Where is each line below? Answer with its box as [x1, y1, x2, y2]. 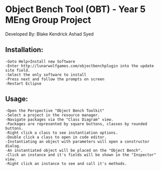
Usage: [5, 95, 29, 103]
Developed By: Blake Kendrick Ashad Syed [5, 31, 94, 37]
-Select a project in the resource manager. [5, 112, 100, 118]
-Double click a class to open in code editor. [5, 135, 107, 140]
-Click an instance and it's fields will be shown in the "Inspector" [5, 152, 156, 157]
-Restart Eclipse [5, 81, 42, 86]
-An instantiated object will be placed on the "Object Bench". [5, 148, 143, 153]
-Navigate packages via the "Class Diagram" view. [5, 117, 114, 122]
